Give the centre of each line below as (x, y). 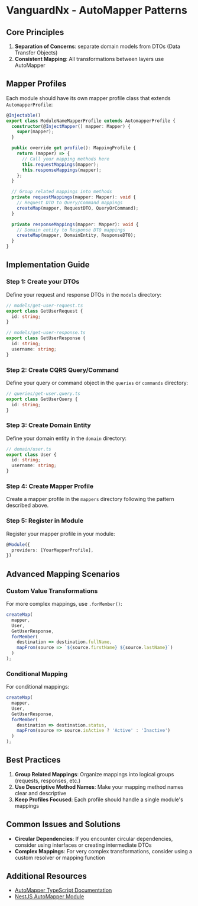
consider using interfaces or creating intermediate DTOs (83, 845)
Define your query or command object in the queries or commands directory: (97, 383)
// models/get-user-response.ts (46, 333)
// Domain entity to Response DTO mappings (71, 230)
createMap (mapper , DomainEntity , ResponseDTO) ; (76, 235)
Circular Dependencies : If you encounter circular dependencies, (94, 838)
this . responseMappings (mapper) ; (61, 170)
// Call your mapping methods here (66, 159)
